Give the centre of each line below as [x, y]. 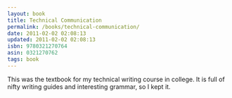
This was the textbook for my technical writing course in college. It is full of [116, 79]
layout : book [26, 14]
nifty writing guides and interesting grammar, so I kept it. [89, 86]
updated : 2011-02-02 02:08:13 [52, 40]
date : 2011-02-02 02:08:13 [47, 33]
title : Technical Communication [54, 20]
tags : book [23, 59]
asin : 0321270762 [33, 53]
